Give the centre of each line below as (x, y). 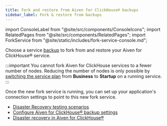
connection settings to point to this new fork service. (61, 97)
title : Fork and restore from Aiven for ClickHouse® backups (72, 10)
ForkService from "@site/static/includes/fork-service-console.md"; (76, 40)
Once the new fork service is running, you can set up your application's (81, 91)
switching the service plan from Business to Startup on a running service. (84, 76)
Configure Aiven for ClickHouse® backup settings (65, 112)
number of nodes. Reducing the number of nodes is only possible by (78, 71)
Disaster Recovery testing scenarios (51, 107)
